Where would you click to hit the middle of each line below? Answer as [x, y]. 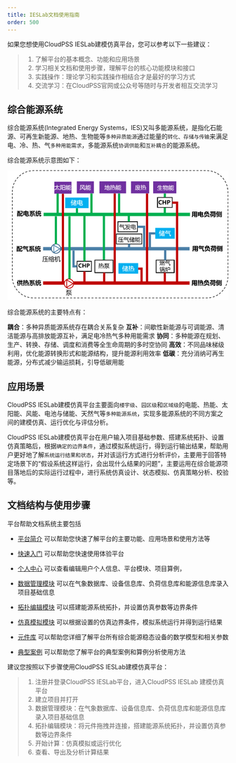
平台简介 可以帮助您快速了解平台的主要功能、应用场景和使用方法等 [114, 538]
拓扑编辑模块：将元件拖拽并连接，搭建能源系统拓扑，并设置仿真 [127, 725]
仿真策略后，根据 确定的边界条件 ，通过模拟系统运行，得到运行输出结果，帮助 [115, 446]
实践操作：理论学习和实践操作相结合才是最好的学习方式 [115, 77]
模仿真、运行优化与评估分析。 [69, 422]
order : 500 [23, 22]
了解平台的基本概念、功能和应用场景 [87, 59]
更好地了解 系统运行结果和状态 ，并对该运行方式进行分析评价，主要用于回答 [117, 455]
